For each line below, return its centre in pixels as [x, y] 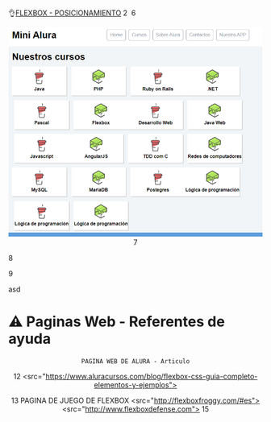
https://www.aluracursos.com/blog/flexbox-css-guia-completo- [152, 376]
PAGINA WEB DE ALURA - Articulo [135, 362]
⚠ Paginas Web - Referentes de [117, 322]
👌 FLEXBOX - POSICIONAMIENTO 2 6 [72, 13]
